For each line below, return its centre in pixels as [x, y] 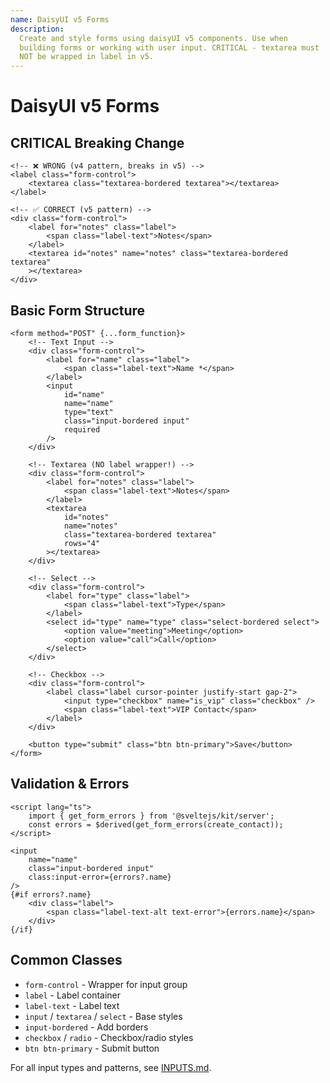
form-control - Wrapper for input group [106, 984]
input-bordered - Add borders [86, 1027]
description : [37, 29]
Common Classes [66, 960]
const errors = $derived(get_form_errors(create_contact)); [156, 824]
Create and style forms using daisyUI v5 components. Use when [153, 38]
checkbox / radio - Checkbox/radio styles [109, 1037]
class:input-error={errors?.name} [100, 877]
